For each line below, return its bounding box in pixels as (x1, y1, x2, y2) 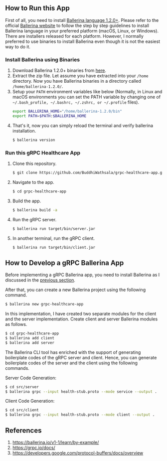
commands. (5, 365, 30, 371)
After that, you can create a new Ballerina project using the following (5, 287, 146, 293)
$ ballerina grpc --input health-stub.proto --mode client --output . (5, 412, 155, 418)
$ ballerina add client (5, 335, 55, 340)
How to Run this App (5, 4, 70, 12)
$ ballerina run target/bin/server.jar (12, 226, 96, 231)
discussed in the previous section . (5, 277, 76, 283)
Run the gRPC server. (12, 216, 57, 222)
